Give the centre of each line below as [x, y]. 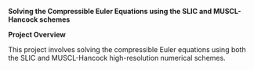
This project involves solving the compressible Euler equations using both [127, 49]
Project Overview [37, 35]
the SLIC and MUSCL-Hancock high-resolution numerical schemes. [117, 58]
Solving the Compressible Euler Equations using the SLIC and [110, 11]
